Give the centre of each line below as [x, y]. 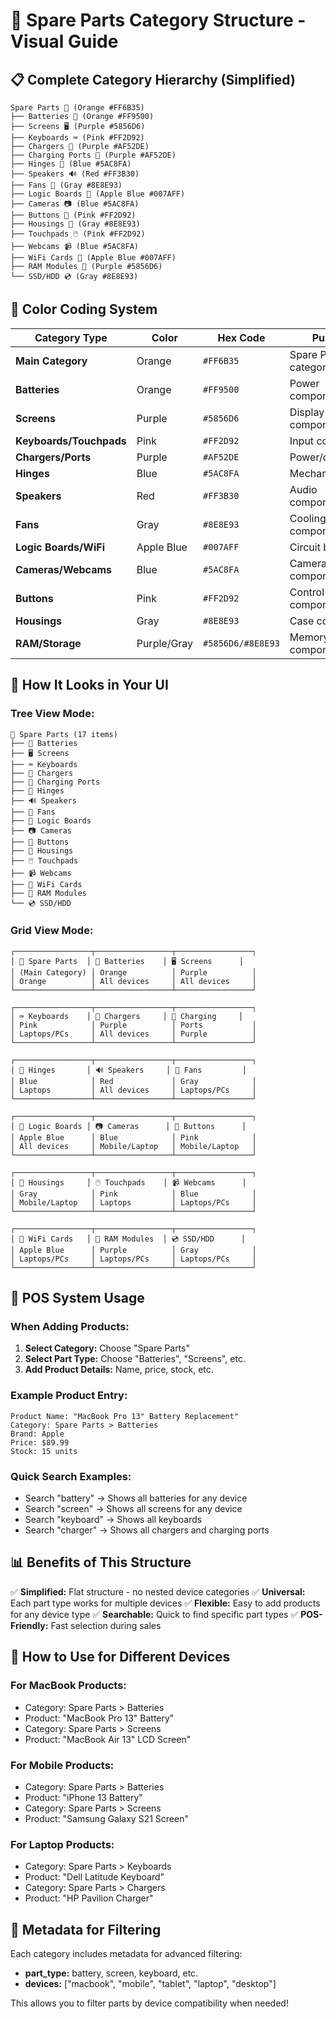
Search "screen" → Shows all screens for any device [133, 1509]
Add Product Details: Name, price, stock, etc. [119, 1370]
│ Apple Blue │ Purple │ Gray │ [133, 1250]
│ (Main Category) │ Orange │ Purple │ [133, 972]
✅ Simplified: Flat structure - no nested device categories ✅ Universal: [158, 1591]
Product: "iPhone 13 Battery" [83, 1797]
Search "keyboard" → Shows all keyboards [113, 1520]
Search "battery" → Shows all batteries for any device [136, 1498]
